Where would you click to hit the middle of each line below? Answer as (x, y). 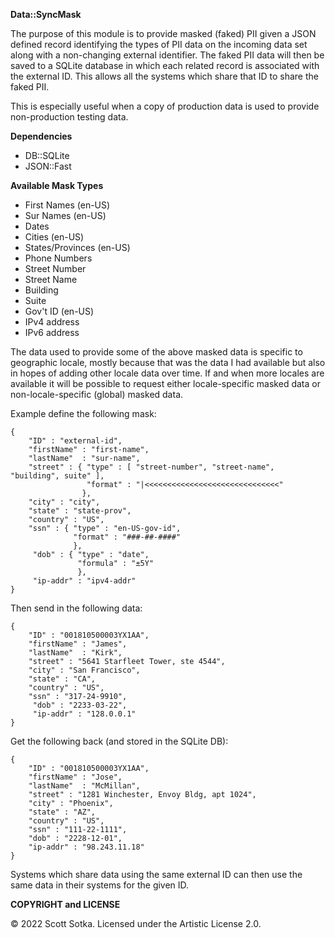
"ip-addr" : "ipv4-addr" (84, 581)
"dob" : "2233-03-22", (80, 705)
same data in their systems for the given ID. (100, 885)
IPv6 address (52, 332)
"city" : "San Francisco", (84, 670)
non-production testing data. (69, 117)
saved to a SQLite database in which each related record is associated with (165, 65)
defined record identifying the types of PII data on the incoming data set (159, 44)
